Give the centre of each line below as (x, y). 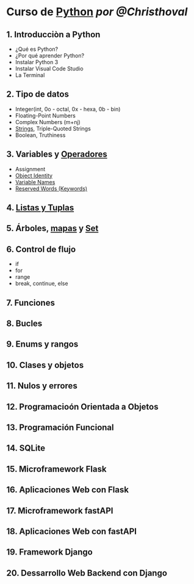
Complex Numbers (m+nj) (48, 122)
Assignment (30, 169)
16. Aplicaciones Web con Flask (68, 490)
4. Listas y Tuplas (40, 208)
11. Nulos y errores (42, 386)
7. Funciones (31, 302)
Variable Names (35, 182)
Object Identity (34, 176)
